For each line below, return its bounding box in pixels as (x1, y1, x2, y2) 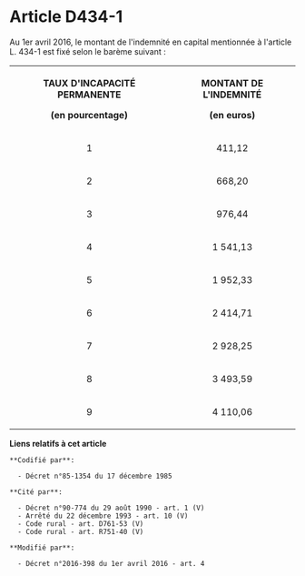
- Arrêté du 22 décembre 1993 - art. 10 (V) (17, 511, 189, 520)
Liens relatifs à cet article (9, 438, 107, 449)
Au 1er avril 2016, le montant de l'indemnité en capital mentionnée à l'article (9, 36, 292, 47)
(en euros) (209, 108, 256, 121)
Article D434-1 (9, 6, 123, 27)
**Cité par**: (9, 487, 64, 497)
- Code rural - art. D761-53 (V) (17, 519, 144, 529)
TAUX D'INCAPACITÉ (43, 76, 136, 89)
